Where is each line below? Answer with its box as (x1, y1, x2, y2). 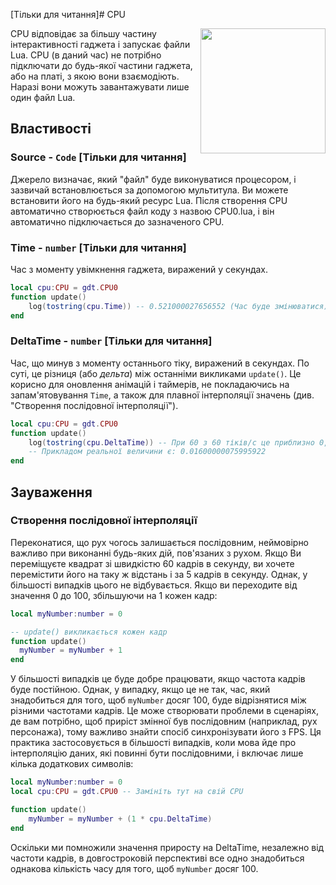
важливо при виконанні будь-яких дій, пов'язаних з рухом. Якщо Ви (10, 547, 302, 559)
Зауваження (10, 484, 93, 501)
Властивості (10, 120, 92, 138)
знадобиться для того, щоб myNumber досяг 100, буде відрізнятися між (10, 694, 307, 706)
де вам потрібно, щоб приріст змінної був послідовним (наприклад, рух (10, 715, 318, 728)
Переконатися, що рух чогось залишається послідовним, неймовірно (10, 536, 310, 548)
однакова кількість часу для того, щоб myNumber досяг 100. (10, 862, 259, 874)
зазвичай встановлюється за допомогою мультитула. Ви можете (10, 184, 289, 196)
